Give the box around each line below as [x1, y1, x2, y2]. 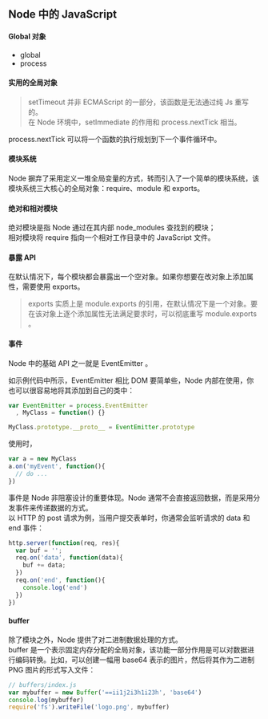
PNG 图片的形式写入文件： [8, 664, 96, 674]
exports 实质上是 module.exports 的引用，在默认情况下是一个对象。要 [27, 299, 258, 309]
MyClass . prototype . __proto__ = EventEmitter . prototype [8, 424, 195, 432]
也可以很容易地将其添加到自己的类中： [8, 385, 134, 395]
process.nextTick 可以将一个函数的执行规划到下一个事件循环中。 [8, 134, 222, 144]
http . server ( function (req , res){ [8, 538, 120, 547]
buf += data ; [22, 561, 66, 570]
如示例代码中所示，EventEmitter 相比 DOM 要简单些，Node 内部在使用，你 [8, 376, 254, 385]
